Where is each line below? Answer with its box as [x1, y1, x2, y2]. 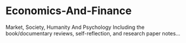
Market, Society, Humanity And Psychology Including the [5, 24, 145, 31]
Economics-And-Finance [5, 4, 132, 18]
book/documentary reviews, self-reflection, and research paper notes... [5, 29, 181, 37]
